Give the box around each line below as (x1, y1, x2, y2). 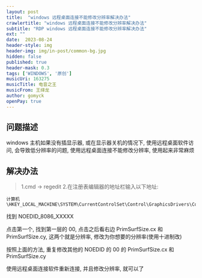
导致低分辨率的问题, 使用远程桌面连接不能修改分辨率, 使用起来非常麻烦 (19, 147, 194, 154)
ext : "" (6, 31, 26, 37)
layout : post (6, 8, 39, 15)
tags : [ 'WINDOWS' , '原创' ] (6, 70, 72, 76)
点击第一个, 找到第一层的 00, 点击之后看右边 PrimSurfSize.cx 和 (6, 226, 164, 233)
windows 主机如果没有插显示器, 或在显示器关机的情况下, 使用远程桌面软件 (6, 139, 189, 146)
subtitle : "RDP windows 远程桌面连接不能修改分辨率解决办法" (6, 25, 147, 32)
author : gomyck (6, 93, 44, 99)
